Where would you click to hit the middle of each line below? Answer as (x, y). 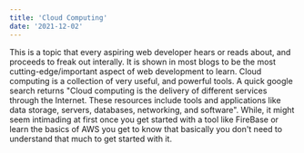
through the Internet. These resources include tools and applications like (145, 100)
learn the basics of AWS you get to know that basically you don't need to (146, 129)
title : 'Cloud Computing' (58, 18)
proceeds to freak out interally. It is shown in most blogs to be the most (142, 62)
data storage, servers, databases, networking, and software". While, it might (152, 110)
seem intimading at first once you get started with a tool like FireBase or (144, 120)
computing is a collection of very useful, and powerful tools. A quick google (151, 81)
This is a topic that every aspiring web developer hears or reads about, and (150, 52)
